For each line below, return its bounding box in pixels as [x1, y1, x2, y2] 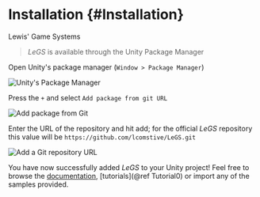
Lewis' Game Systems [8, 32, 81, 41]
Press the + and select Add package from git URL [8, 93, 168, 102]
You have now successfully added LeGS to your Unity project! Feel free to [8, 162, 250, 172]
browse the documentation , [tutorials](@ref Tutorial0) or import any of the [8, 171, 250, 180]
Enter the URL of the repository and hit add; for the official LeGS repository [8, 123, 253, 133]
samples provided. [8, 180, 69, 189]
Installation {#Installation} [8, 6, 185, 24]
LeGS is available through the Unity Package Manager [27, 47, 205, 56]
